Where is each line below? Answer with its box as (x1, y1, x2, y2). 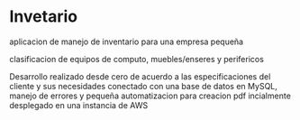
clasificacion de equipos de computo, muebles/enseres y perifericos (9, 53, 264, 64)
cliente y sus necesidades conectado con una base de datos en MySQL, (9, 80, 277, 91)
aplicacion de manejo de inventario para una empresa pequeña (9, 36, 244, 47)
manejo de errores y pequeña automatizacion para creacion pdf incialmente (9, 90, 291, 101)
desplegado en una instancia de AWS (9, 99, 149, 110)
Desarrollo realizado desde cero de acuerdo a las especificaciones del (9, 70, 271, 82)
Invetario (9, 6, 78, 27)
